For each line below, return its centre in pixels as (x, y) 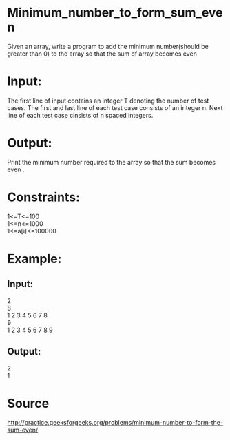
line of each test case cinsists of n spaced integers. (80, 115)
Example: (34, 259)
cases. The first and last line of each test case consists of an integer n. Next (115, 107)
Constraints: (44, 197)
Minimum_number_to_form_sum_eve (115, 13)
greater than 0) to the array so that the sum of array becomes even (102, 54)
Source (28, 403)
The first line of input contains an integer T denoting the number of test (108, 101)
